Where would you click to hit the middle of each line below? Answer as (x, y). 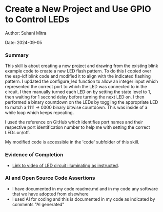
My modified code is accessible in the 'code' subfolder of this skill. (72, 142)
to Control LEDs (37, 19)
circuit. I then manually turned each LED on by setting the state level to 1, (78, 92)
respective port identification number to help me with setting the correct (78, 127)
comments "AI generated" (38, 204)
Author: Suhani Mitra (26, 33)
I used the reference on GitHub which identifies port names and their (74, 122)
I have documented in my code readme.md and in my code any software (85, 188)
